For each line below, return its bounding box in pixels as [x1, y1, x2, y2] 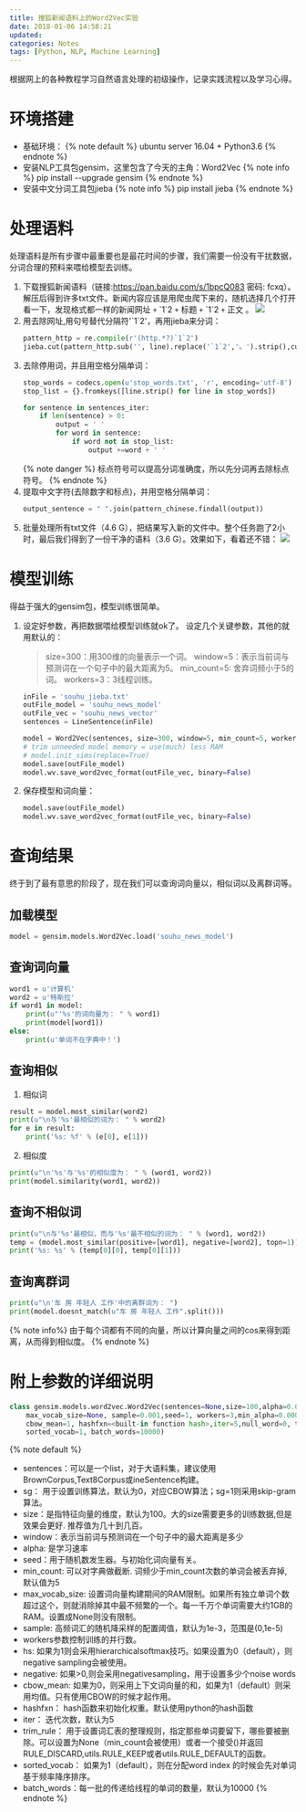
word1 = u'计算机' [9, 984, 76, 994]
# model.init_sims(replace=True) [22, 751, 150, 760]
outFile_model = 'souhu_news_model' [22, 701, 162, 710]
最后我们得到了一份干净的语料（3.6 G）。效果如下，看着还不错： [38, 533, 279, 544]
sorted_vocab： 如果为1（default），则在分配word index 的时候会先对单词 [22, 1760, 297, 1771]
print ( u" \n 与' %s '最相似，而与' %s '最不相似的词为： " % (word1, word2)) [9, 1229, 267, 1238]
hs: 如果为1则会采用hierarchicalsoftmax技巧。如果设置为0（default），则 [22, 1646, 293, 1657]
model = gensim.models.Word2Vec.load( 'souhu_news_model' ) [9, 932, 234, 941]
